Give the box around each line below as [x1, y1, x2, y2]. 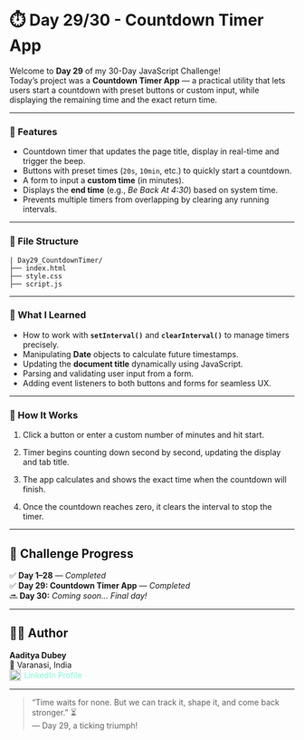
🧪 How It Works [9, 408, 79, 421]
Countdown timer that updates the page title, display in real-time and [22, 146, 280, 157]
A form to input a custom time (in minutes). [22, 175, 185, 186]
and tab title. [22, 457, 70, 468]
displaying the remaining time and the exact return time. [9, 94, 218, 105]
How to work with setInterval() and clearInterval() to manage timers [22, 329, 290, 340]
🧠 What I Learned [9, 308, 87, 321]
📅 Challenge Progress [9, 546, 134, 561]
